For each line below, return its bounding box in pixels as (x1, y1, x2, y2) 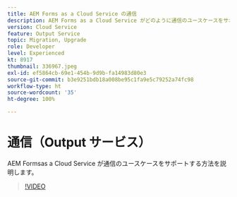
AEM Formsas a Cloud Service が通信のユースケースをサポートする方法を (7, 159, 221, 167)
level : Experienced (7, 50, 65, 57)
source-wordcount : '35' (7, 89, 78, 96)
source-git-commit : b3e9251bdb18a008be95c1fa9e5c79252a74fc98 (7, 76, 194, 83)
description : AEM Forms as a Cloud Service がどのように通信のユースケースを (7, 17, 224, 24)
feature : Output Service (7, 30, 80, 37)
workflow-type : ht (7, 83, 61, 90)
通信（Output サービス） (7, 135, 152, 150)
